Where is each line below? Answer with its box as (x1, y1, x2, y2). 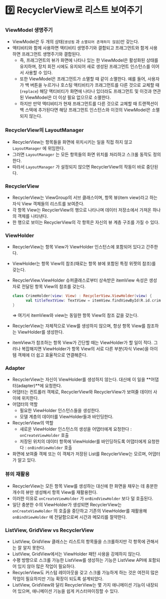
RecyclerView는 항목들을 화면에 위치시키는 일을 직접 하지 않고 (12, 139, 132, 145)
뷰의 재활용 (5, 471, 30, 478)
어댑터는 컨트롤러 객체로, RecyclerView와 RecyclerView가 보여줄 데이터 (12, 389, 152, 395)
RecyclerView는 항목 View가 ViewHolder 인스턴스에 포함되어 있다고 (12, 244, 145, 250)
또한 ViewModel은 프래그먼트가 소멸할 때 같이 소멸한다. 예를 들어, (19, 76, 147, 82)
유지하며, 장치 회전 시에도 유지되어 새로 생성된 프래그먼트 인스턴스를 (19, 63, 151, 69)
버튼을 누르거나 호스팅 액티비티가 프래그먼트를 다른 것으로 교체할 (30, 82, 155, 88)
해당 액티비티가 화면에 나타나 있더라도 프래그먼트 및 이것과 (39, 88, 152, 94)
